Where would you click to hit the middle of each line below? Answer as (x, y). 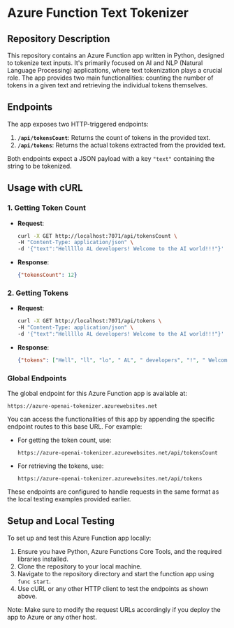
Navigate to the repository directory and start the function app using (116, 573)
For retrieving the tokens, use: (60, 466)
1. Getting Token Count (46, 208)
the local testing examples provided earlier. (69, 499)
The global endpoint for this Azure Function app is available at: (97, 394)
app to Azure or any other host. (52, 617)
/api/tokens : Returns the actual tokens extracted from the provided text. (121, 145)
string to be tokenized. (39, 166)
